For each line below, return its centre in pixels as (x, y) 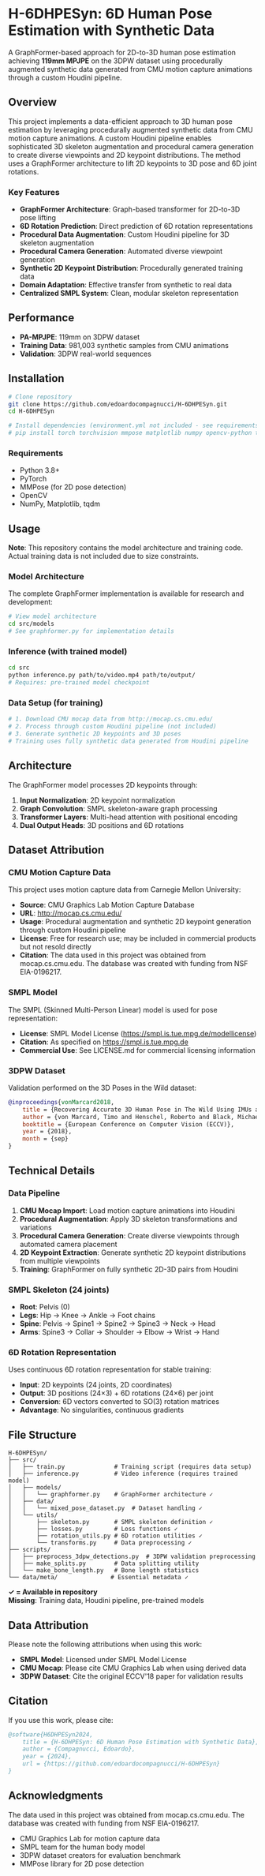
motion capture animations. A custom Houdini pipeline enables (110, 138)
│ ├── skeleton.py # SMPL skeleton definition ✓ (111, 1522)
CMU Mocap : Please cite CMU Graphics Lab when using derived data (133, 1668)
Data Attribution (49, 1625)
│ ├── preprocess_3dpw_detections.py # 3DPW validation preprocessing (132, 1557)
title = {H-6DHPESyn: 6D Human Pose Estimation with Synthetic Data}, (141, 1742)
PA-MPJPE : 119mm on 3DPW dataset (80, 337)
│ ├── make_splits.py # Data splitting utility (104, 1563)
